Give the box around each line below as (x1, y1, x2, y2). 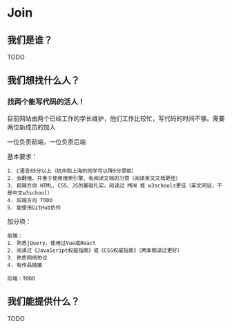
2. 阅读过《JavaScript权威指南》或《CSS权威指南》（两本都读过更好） (7, 247, 183, 254)
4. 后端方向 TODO (7, 197, 53, 203)
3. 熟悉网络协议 (7, 254, 48, 261)
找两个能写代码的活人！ (7, 97, 85, 107)
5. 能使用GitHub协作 (7, 204, 61, 211)
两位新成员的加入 (7, 122, 56, 131)
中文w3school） (12, 189, 53, 197)
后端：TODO (7, 275, 36, 282)
